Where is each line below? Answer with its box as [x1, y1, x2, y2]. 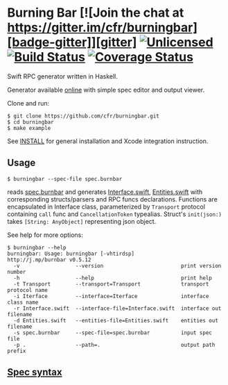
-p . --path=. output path [13, 341, 216, 348]
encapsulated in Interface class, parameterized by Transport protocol [7, 202, 206, 211]
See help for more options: [7, 231, 83, 239]
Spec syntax [7, 366, 62, 378]
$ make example [7, 124, 51, 131]
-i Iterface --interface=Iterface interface [13, 293, 209, 300]
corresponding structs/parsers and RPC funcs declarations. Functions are [7, 195, 218, 203]
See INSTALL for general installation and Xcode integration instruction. [7, 137, 209, 145]
